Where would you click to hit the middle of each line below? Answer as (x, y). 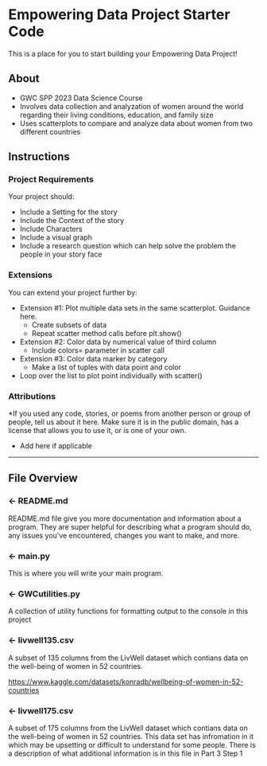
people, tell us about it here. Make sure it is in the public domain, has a (124, 422)
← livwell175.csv (41, 710)
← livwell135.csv (41, 640)
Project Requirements (51, 179)
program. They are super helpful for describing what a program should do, (130, 526)
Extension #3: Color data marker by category (93, 358)
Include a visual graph (56, 237)
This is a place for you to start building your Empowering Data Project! (123, 53)
